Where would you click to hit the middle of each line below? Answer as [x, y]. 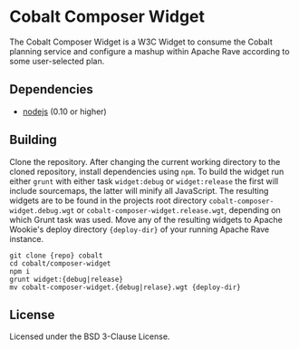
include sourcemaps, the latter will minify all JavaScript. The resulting [139, 190]
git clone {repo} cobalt [56, 256]
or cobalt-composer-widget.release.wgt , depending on [178, 209]
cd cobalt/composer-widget [60, 263]
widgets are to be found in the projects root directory [108, 200]
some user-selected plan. [57, 61]
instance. [27, 238]
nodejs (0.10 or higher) [64, 111]
